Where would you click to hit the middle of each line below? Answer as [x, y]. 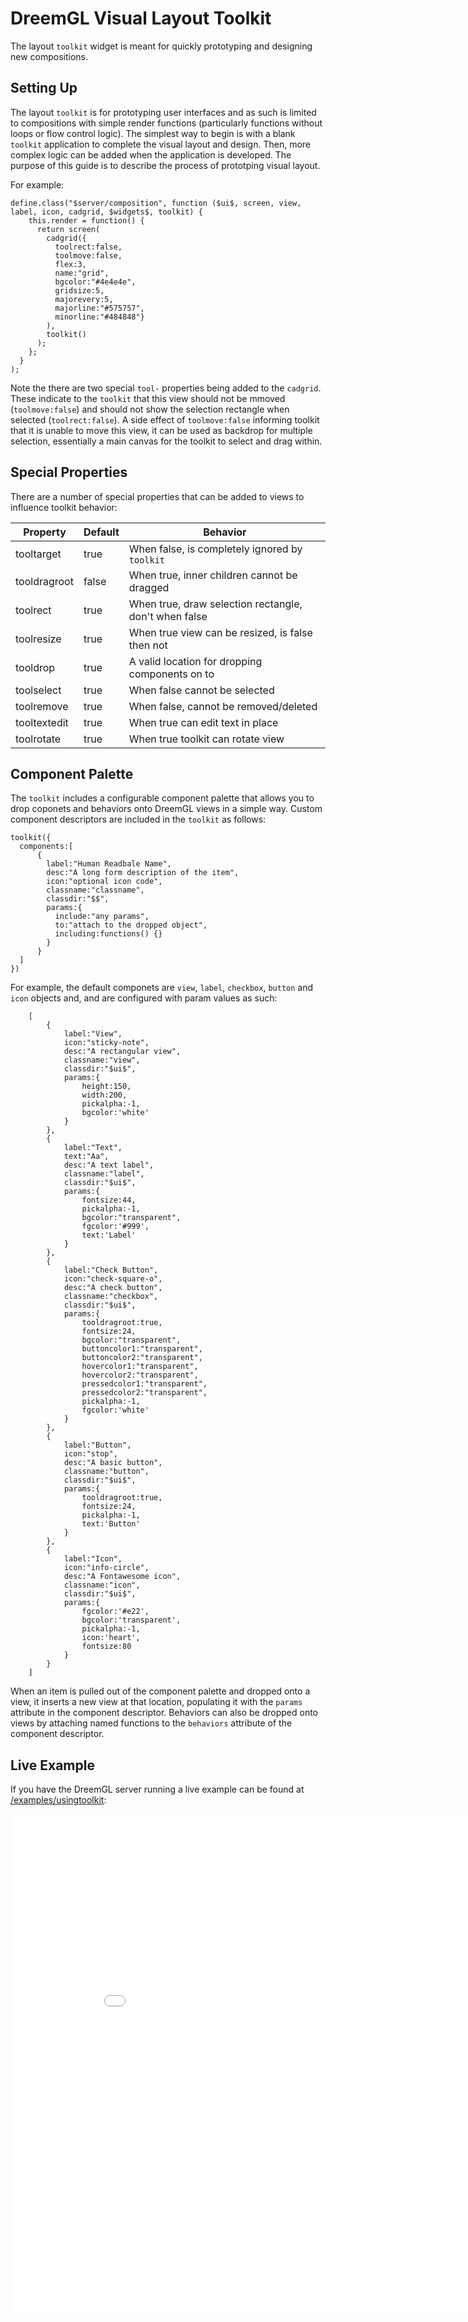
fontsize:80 [106, 1647]
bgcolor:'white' [115, 1113]
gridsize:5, [79, 290]
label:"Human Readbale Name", [109, 864]
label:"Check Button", [111, 1270]
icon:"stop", [90, 1454]
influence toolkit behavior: [64, 507]
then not [148, 645]
